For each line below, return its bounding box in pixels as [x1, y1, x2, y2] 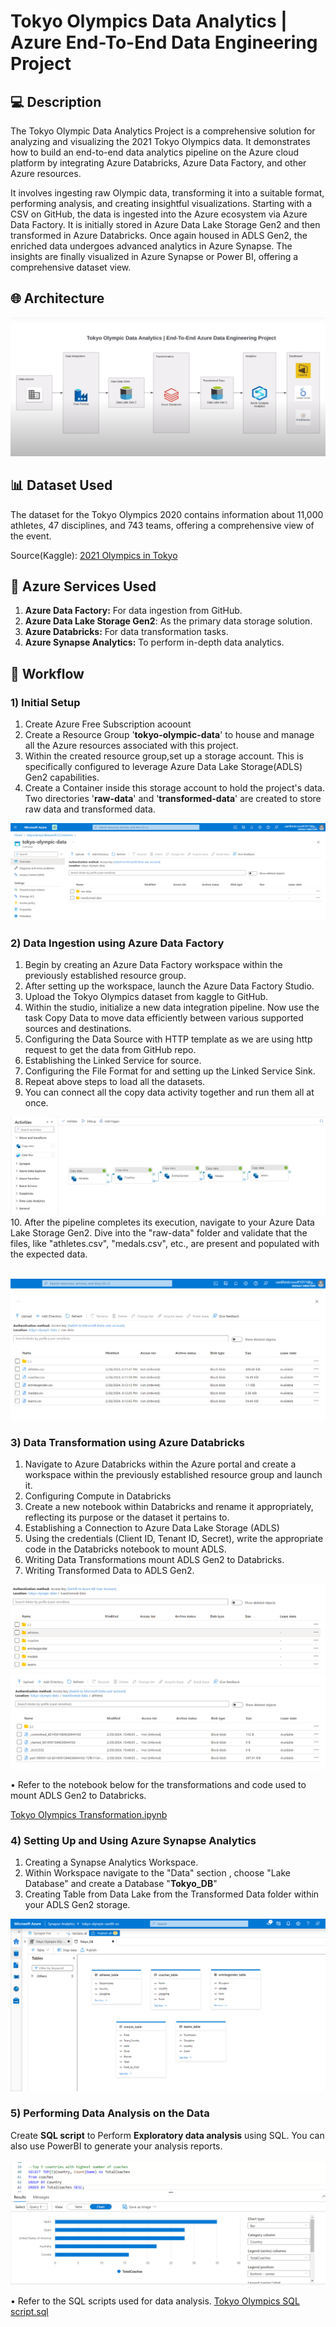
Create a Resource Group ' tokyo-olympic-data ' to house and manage [24, 729, 315, 741]
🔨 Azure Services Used [10, 578, 157, 595]
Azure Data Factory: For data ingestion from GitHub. [24, 605, 243, 617]
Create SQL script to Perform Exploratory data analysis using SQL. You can [10, 2129, 325, 2141]
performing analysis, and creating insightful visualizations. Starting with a [10, 198, 313, 209]
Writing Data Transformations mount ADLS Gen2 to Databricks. [24, 1554, 285, 1566]
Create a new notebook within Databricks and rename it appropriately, [24, 1501, 314, 1513]
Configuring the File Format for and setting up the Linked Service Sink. [24, 1065, 316, 1077]
